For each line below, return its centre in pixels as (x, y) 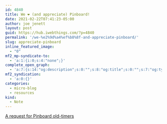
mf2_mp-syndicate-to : (28, 56)
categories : (17, 83)
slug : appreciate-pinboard (33, 42)
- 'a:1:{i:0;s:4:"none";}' (38, 61)
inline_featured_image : (30, 47)
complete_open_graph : (28, 65)
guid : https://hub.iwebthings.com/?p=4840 (50, 33)
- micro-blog (23, 88)
